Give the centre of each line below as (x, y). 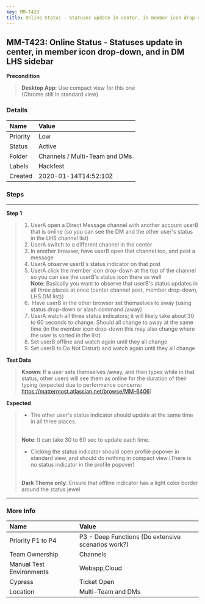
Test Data (19, 360)
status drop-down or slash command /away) (86, 309)
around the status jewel (51, 489)
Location (22, 592)
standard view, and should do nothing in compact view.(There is (111, 458)
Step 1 (14, 213)
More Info (21, 511)
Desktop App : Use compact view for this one (78, 88)
